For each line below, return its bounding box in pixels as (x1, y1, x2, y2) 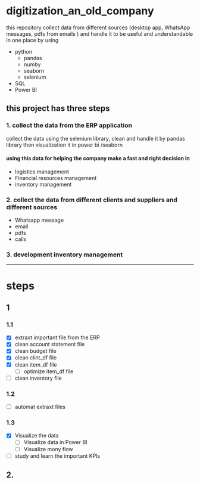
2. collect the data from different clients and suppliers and (6, 196, 177, 204)
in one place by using (6, 36, 59, 44)
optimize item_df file (23, 368, 74, 375)
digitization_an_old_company (6, 4, 154, 18)
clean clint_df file (14, 354, 57, 361)
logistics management (14, 168, 70, 175)
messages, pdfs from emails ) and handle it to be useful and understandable (6, 30, 193, 37)
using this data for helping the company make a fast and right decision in (6, 155, 190, 162)
